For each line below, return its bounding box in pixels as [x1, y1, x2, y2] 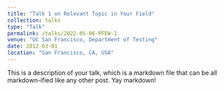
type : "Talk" [7, 23, 45, 30]
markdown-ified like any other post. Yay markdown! [7, 76, 156, 84]
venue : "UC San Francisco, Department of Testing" [7, 36, 158, 43]
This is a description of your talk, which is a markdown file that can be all [7, 68, 218, 77]
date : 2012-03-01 [7, 43, 58, 50]
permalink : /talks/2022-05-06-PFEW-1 [7, 29, 118, 37]
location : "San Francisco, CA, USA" [7, 50, 114, 57]
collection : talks [7, 17, 61, 24]
